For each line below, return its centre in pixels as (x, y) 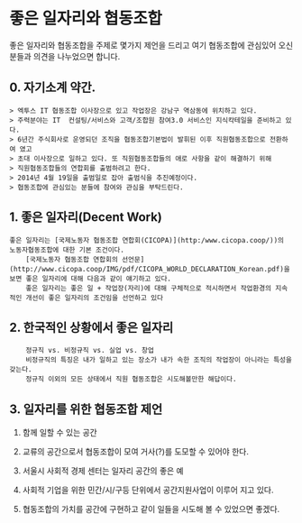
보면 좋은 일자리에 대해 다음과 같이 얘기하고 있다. (90, 279)
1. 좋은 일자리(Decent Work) (86, 217)
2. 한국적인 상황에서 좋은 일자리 (92, 327)
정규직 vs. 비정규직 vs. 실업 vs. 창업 (90, 351)
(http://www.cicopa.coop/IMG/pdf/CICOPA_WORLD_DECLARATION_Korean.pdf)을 (150, 269)
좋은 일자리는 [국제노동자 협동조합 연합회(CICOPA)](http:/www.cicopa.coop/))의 (147, 240)
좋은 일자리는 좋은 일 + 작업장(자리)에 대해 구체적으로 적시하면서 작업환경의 (149, 288)
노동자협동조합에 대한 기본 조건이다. (67, 250)
